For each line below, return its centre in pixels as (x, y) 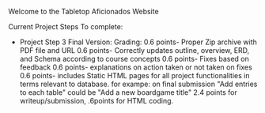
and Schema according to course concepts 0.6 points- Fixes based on (134, 59)
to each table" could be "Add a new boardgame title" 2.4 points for (128, 92)
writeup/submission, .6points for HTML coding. (97, 101)
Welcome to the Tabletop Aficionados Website (84, 11)
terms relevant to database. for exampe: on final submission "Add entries (138, 84)
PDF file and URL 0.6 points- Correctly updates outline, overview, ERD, (134, 50)
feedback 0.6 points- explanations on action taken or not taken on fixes (136, 67)
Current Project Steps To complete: (66, 26)
